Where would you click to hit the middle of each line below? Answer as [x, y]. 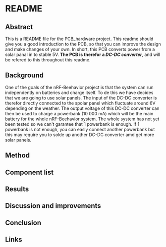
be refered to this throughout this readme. [48, 60]
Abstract [19, 27]
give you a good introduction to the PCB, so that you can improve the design [83, 44]
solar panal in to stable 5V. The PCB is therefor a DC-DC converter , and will [83, 54]
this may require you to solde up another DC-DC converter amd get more [80, 135]
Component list [29, 172]
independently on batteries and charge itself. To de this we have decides [79, 93]
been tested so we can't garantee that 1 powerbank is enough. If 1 [72, 124]
